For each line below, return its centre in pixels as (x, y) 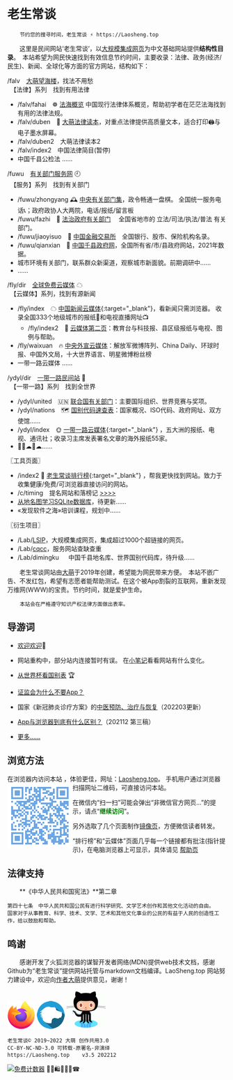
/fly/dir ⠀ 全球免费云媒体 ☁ (45, 285)
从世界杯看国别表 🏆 (46, 675)
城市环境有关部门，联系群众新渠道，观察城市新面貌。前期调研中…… (114, 262)
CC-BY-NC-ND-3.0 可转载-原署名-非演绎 (58, 1048)
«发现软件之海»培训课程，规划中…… (69, 510)
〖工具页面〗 (25, 460)
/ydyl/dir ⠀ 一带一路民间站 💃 (47, 377)
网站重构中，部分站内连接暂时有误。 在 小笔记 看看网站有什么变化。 (113, 660)
